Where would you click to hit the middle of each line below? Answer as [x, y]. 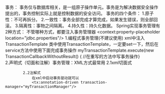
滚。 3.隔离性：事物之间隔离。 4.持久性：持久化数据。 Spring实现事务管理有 [82, 26]
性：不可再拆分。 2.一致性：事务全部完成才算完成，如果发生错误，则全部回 [82, 19]
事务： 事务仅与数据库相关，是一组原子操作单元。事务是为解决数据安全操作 [82, 7]
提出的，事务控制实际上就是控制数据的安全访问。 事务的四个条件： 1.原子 [80, 13]
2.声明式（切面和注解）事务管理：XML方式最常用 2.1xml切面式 [69, 63]
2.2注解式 [32, 73]
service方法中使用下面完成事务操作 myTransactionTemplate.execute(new [80, 50]
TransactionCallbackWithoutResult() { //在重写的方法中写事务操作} [73, 56]
